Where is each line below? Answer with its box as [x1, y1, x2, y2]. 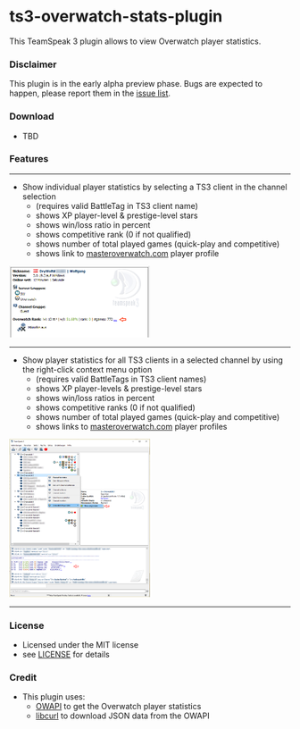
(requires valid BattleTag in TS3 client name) [35, 200, 199, 211]
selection [21, 190, 56, 202]
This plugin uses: [21, 691, 86, 702]
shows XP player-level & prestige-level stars [35, 210, 198, 221]
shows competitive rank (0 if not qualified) [35, 229, 192, 239]
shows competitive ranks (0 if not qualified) [35, 402, 196, 413]
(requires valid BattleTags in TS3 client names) [35, 373, 207, 385]
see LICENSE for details [21, 649, 110, 660]
